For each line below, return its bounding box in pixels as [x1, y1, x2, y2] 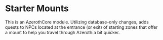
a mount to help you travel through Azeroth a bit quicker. [5, 29, 120, 35]
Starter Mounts [5, 3, 69, 14]
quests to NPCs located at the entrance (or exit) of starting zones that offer [5, 24, 158, 30]
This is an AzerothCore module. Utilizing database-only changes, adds [5, 19, 149, 25]
